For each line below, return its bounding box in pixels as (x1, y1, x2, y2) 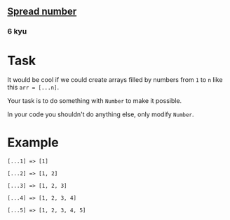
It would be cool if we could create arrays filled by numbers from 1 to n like (7, 76, 223, 84)
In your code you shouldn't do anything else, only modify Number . (7, 110, 194, 118)
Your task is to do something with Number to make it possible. (7, 97, 182, 105)
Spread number (7, 6, 77, 18)
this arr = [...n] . (7, 83, 60, 92)
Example (7, 135, 59, 151)
